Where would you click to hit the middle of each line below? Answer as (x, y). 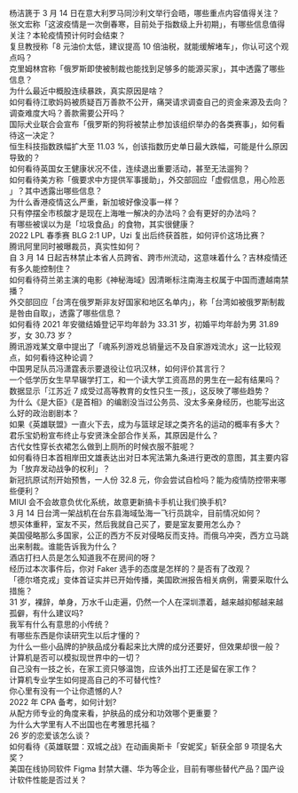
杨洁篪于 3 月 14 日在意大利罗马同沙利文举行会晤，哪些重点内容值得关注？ (145, 13)
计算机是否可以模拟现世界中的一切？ (75, 657)
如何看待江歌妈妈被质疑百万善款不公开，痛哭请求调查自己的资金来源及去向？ (149, 102)
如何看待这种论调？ (59, 357)
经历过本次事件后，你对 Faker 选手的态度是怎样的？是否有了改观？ (130, 569)
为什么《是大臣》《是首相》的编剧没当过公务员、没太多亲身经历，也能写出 (143, 402)
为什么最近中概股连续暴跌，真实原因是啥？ (87, 91)
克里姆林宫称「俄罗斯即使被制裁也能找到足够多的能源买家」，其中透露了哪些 (147, 68)
